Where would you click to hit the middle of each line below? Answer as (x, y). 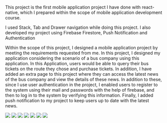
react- (148, 7)
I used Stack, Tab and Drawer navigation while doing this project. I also (78, 27)
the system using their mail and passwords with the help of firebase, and (80, 90)
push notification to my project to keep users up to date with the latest (77, 101)
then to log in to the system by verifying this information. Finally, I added (79, 95)
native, (12, 12)
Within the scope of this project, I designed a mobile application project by (82, 48)
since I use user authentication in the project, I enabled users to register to (82, 85)
